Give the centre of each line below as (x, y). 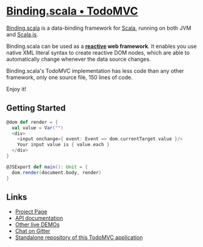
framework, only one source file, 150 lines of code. (70, 77)
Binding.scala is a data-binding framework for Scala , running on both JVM (99, 28)
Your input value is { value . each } (64, 145)
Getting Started (36, 108)
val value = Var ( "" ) (38, 128)
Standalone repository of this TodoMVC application (79, 237)
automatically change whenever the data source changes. (79, 59)
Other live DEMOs (37, 225)
